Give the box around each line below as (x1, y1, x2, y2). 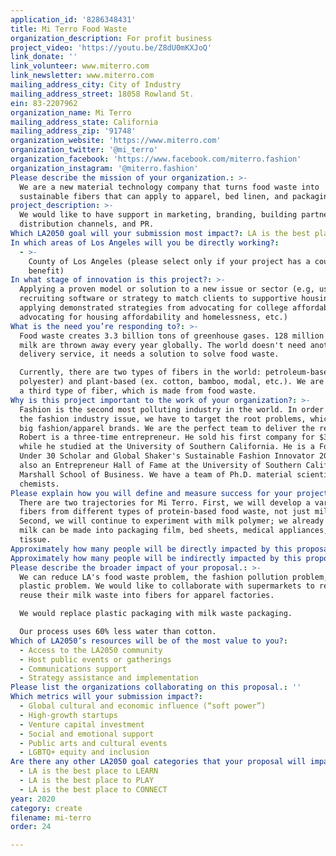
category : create (10, 803, 83, 813)
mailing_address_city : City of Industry (10, 80, 182, 90)
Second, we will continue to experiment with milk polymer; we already (19, 516, 325, 526)
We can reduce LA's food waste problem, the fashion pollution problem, (19, 572, 329, 582)
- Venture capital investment (19, 719, 145, 730)
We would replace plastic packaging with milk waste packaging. (19, 609, 293, 619)
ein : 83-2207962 (10, 98, 78, 108)
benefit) (28, 266, 65, 276)
